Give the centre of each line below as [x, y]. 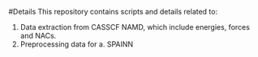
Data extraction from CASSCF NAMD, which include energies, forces [135, 27]
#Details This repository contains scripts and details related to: [113, 12]
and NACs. [38, 36]
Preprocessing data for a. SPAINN [77, 44]
